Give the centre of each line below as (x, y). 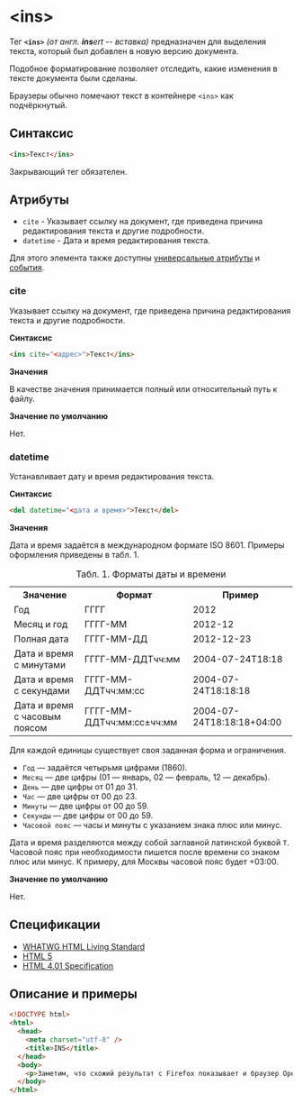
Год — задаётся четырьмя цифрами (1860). (105, 767)
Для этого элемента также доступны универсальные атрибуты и (135, 258)
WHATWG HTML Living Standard (84, 946)
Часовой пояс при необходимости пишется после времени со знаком (145, 852)
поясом (31, 727)
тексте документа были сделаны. (73, 77)
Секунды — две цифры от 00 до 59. (88, 815)
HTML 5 (37, 956)
